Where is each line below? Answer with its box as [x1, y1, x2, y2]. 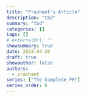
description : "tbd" [6, 15, 56, 21]
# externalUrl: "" [6, 37, 53, 43]
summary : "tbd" [6, 20, 45, 26]
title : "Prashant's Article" [6, 9, 81, 15]
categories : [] [6, 26, 45, 32]
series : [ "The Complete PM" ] [6, 77, 81, 83]
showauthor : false [6, 60, 53, 66]
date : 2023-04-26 [6, 49, 51, 55]
